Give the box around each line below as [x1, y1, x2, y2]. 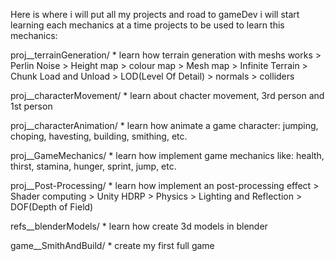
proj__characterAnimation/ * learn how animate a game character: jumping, [10, 120, 319, 131]
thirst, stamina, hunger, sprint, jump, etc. [10, 160, 177, 172]
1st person [10, 100, 53, 112]
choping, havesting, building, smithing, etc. [10, 130, 188, 142]
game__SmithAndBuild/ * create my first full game [10, 240, 215, 251]
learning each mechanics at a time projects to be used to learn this [10, 19, 285, 31]
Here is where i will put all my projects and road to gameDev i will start [10, 9, 300, 20]
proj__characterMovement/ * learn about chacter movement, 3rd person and [10, 90, 325, 101]
